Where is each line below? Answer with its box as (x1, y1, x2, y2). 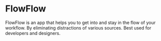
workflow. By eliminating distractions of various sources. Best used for (5, 24, 151, 30)
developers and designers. (5, 30, 61, 36)
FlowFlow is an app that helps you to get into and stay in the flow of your (5, 19, 156, 25)
